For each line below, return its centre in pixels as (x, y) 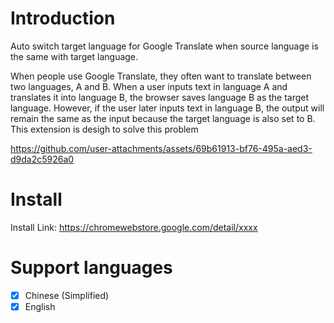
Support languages (91, 268)
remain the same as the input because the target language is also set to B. (163, 118)
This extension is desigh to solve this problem (104, 129)
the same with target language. (74, 56)
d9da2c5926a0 (42, 159)
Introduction (63, 18)
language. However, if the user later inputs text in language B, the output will (167, 108)
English (40, 306)
